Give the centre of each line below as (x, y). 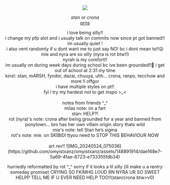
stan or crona (85, 17)
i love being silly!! (85, 33)
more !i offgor (85, 81)
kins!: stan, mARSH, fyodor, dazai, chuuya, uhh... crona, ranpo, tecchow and (85, 76)
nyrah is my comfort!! (85, 59)
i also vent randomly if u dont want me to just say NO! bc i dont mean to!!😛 (85, 49)
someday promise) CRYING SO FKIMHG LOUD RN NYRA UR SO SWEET (85, 172)
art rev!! (57, 146)
